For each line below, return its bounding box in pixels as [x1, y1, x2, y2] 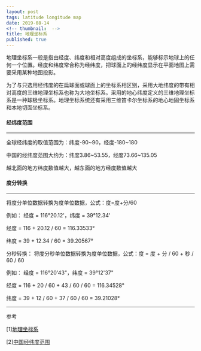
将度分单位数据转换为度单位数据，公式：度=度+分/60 [6, 199, 138, 207]
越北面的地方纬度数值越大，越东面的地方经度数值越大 [6, 164, 138, 171]
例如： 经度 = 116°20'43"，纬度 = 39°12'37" [6, 269, 114, 276]
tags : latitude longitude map [6, 14, 82, 20]
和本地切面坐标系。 [6, 104, 54, 111]
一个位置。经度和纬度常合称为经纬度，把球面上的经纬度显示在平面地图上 [11, 61, 190, 68]
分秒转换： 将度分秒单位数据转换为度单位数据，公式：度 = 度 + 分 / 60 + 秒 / [6, 250, 194, 258]
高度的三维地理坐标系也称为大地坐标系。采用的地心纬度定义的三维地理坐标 [11, 89, 195, 96]
